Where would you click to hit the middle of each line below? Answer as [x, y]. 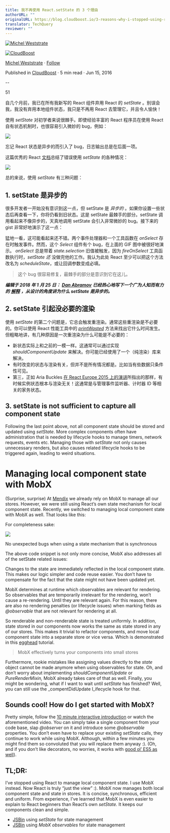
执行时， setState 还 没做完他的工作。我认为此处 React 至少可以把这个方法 [86, 257]
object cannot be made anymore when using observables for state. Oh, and [84, 667]
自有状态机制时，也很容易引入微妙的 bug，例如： [56, 126]
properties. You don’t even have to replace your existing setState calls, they [84, 733]
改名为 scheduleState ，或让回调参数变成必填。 [54, 263]
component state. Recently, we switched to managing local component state [85, 509]
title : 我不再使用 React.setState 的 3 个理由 [52, 10]
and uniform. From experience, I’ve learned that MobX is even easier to [79, 799]
